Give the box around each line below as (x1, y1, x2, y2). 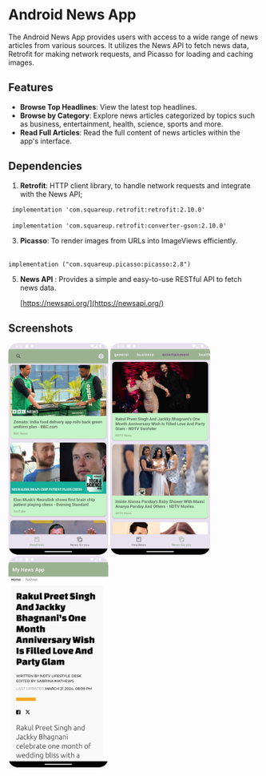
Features (8, 81, 54, 94)
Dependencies (8, 159, 82, 173)
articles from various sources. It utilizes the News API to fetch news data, (8, 40, 249, 50)
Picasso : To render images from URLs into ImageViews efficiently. (19, 235, 238, 245)
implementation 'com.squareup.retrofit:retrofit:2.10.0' (11, 206, 205, 214)
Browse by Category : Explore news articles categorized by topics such (19, 111, 256, 120)
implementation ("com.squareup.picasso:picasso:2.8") (8, 260, 192, 268)
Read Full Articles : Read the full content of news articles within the (19, 127, 241, 137)
